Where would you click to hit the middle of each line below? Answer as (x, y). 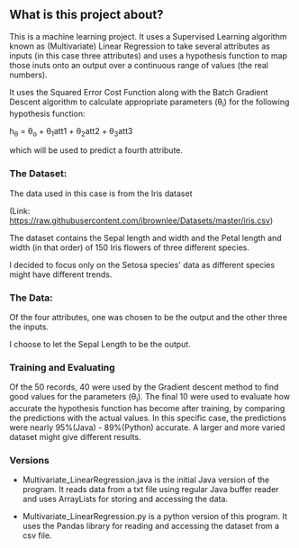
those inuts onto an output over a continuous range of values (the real (139, 65)
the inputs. (29, 327)
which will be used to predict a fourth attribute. (96, 150)
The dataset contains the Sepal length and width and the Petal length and (145, 238)
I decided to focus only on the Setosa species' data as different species (142, 265)
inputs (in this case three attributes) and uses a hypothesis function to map (149, 55)
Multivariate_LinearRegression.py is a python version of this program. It (155, 517)
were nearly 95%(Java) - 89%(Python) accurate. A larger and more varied (147, 427)
